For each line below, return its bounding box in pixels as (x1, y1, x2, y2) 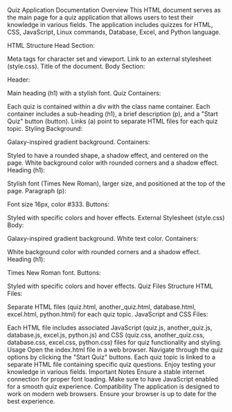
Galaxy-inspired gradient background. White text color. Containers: (7, 235, 199, 242)
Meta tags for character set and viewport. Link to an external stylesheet (7, 55, 212, 63)
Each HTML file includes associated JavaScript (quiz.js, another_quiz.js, (7, 323, 213, 332)
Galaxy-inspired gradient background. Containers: (7, 138, 150, 146)
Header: (7, 75, 30, 84)
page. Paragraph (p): (7, 187, 67, 195)
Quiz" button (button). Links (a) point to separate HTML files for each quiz (7, 117, 218, 125)
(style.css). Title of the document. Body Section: (7, 62, 145, 70)
